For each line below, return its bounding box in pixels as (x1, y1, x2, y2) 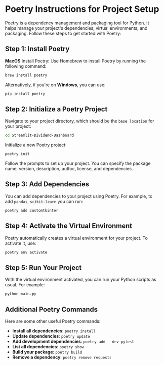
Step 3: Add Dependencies (5, 180, 89, 189)
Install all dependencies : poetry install (12, 328, 96, 334)
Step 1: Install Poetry (5, 45, 70, 53)
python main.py (5, 291, 37, 297)
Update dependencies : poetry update (12, 333, 90, 339)
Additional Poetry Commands (5, 305, 98, 313)
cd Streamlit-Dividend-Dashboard (5, 133, 74, 138)
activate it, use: (5, 240, 36, 246)
